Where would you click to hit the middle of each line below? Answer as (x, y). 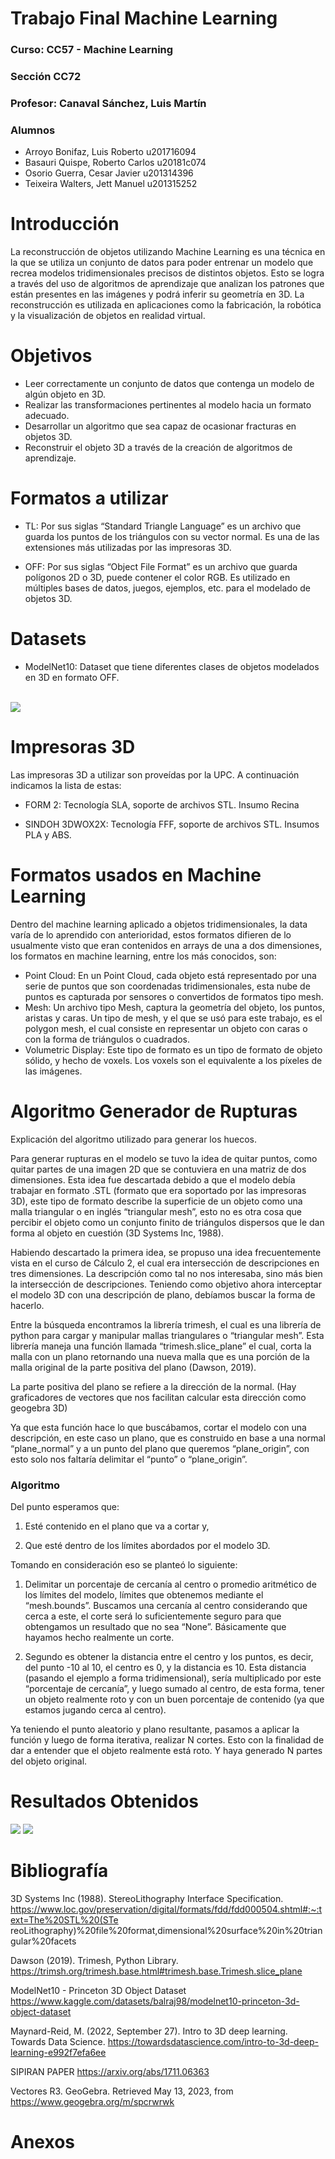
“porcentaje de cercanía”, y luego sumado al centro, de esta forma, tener (174, 1689)
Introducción (65, 224)
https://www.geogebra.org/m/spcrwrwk (92, 2101)
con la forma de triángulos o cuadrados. (107, 1039)
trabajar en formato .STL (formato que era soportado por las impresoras (158, 1190)
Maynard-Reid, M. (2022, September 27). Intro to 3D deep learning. (149, 2031)
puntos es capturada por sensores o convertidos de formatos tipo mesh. (174, 996)
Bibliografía (59, 1871)
